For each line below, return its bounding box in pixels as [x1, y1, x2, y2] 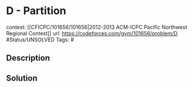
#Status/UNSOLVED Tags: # [6, 36, 75, 43]
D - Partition [6, 4, 66, 18]
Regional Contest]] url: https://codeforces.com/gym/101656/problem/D [6, 29, 178, 36]
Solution [6, 73, 38, 83]
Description [6, 53, 50, 63]
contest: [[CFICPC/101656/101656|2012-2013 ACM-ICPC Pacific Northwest [6, 24, 187, 31]
